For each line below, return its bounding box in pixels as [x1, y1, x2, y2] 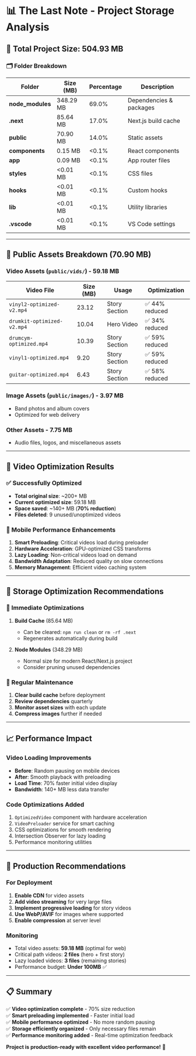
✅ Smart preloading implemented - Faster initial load [6, 1012, 135, 1019]
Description [141, 83, 174, 91]
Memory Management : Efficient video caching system [14, 564, 147, 571]
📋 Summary [6, 987, 52, 997]
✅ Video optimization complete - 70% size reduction [6, 1005, 135, 1012]
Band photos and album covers [14, 404, 90, 412]
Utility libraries [127, 203, 167, 211]
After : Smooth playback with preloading [14, 773, 111, 780]
